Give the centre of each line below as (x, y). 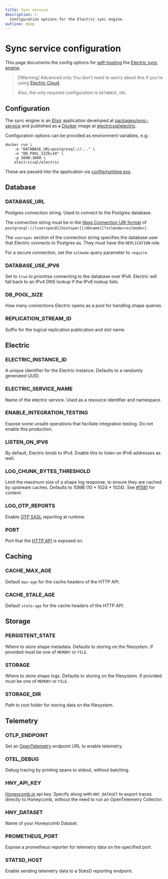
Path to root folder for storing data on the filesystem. (59, 705)
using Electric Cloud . (39, 83)
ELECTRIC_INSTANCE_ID (36, 359)
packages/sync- (132, 120)
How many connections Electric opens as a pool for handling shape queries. (84, 306)
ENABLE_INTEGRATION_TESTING (47, 413)
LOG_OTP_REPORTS (30, 506)
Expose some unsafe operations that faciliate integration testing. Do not (79, 423)
